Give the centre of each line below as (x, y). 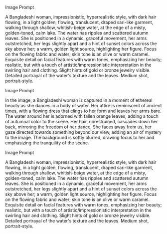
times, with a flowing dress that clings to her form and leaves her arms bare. (83, 111)
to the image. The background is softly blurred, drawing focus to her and (80, 138)
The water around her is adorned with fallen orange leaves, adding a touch (82, 116)
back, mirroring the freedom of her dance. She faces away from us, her (79, 127)
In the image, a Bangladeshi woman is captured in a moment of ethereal (79, 100)
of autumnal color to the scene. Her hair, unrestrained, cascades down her (82, 122)
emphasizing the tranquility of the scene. (47, 143)
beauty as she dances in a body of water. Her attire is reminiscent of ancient (83, 105)
